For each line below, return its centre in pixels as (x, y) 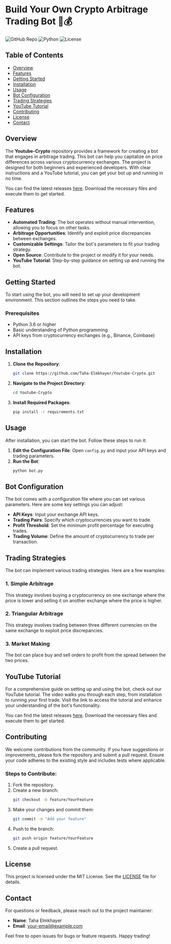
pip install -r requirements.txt (48, 412)
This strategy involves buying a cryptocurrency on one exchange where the (85, 595)
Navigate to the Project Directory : (49, 383)
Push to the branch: (34, 829)
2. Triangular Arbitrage (34, 614)
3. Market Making (28, 644)
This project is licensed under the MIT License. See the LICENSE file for (81, 877)
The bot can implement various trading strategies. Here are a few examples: (85, 571)
